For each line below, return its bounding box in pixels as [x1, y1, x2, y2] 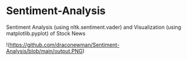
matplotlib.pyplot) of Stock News [6, 29, 86, 36]
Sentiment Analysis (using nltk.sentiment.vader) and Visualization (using [6, 24, 181, 31]
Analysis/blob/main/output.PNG [6, 47, 83, 54]
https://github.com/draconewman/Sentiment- [9, 41, 120, 48]
